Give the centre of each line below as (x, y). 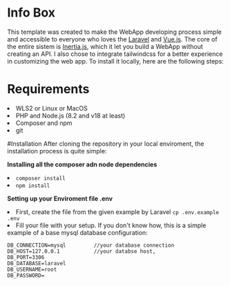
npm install (33, 185)
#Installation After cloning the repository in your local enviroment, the (106, 144)
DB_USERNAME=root (32, 269)
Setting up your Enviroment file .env (60, 198)
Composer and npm (44, 123)
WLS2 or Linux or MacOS (52, 108)
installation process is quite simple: (57, 151)
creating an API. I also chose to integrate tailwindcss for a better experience (115, 54)
